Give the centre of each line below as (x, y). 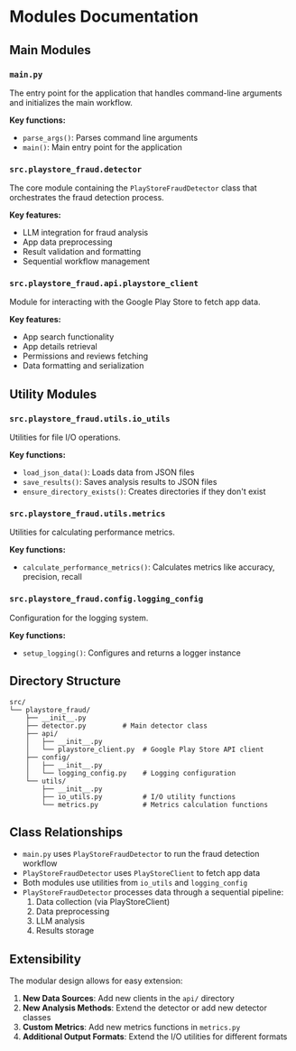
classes (37, 1018)
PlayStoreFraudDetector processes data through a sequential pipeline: (153, 892)
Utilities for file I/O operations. (65, 437)
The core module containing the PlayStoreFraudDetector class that (133, 188)
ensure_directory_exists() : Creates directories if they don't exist (144, 492)
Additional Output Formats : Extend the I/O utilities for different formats (155, 1037)
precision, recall (52, 577)
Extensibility (45, 959)
